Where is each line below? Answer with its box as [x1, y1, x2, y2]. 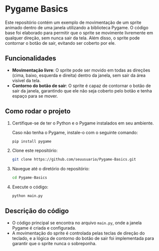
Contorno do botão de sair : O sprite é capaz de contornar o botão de [12, 83, 151, 89]
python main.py [12, 194, 43, 198]
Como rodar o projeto [5, 107, 71, 115]
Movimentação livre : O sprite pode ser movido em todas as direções [12, 67, 150, 73]
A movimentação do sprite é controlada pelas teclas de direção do [12, 230, 145, 236]
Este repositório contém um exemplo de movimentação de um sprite [5, 19, 142, 25]
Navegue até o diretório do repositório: [12, 166, 90, 172]
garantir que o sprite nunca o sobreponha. [12, 240, 97, 246]
